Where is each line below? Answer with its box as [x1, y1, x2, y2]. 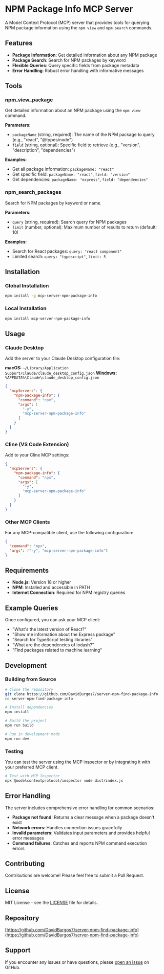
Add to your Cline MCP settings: [5, 452, 70, 458]
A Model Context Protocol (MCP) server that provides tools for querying [5, 20, 150, 25]
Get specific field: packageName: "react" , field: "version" [12, 171, 130, 177]
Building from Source [5, 676, 57, 683]
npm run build [5, 723, 34, 728]
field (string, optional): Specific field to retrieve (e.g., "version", [12, 142, 141, 148]
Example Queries [5, 604, 59, 612]
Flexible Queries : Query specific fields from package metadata [12, 62, 140, 68]
